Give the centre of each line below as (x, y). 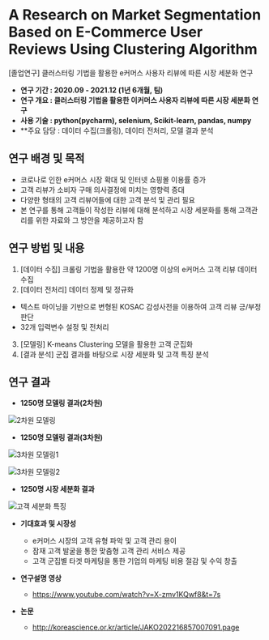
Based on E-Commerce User (106, 32)
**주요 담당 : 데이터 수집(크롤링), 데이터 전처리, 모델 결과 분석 (117, 130)
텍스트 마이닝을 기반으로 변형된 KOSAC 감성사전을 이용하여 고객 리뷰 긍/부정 (141, 306)
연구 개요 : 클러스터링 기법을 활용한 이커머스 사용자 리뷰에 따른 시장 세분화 (135, 100)
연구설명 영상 (41, 578)
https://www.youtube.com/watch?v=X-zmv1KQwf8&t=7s (126, 595)
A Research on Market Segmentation (135, 15)
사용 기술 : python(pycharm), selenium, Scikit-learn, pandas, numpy (136, 120)
